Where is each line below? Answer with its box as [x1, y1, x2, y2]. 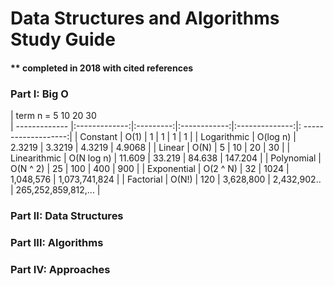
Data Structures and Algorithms [10, 7, 280, 30]
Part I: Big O [10, 87, 69, 101]
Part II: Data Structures [10, 209, 124, 222]
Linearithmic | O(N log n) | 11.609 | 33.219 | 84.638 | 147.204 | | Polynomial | [10, 152, 322, 164]
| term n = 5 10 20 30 [10, 110, 97, 122]
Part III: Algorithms [10, 235, 104, 249]
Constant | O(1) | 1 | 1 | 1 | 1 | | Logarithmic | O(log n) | [79, 131, 297, 143]
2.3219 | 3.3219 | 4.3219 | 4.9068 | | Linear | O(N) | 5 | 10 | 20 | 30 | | [10, 142, 291, 154]
